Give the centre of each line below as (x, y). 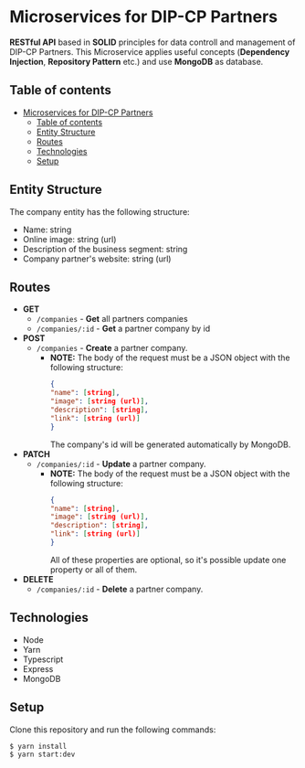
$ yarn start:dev (42, 755)
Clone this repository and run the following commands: (113, 730)
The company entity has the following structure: (100, 211)
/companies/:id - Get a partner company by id (123, 329)
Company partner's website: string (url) (97, 259)
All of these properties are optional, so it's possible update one (168, 560)
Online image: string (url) (69, 239)
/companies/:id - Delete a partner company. (120, 589)
